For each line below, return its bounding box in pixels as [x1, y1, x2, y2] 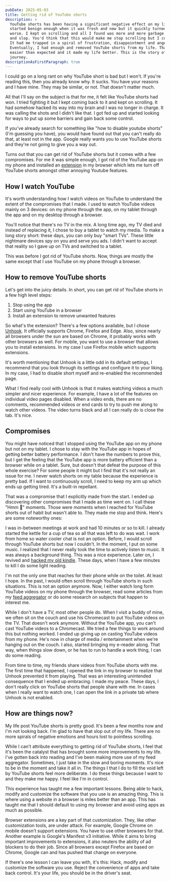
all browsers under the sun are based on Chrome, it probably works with [5, 333, 156, 339]
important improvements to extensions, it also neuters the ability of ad [5, 838, 151, 844]
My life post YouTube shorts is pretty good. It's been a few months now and [5, 723, 163, 729]
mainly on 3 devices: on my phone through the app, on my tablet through [5, 207, 157, 213]
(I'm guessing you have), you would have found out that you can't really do [5, 130, 161, 137]
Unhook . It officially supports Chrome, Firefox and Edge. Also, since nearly [5, 328, 161, 334]
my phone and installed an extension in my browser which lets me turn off [5, 162, 159, 168]
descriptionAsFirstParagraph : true [5, 59, 80, 64]
